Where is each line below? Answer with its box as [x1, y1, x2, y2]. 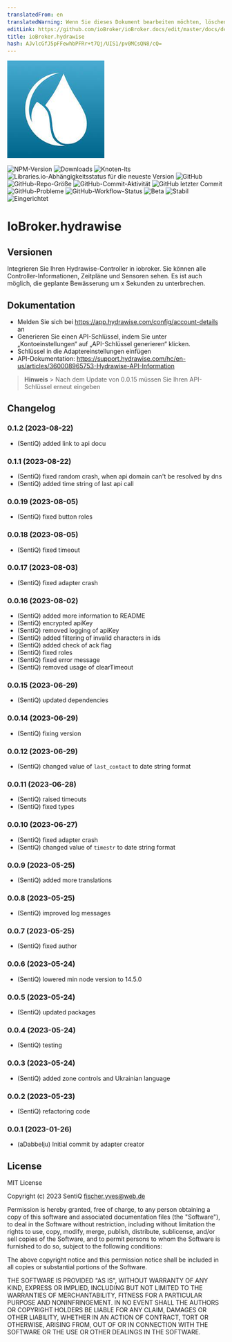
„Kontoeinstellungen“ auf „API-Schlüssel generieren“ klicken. [17, 339, 191, 348]
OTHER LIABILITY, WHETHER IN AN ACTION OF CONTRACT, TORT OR [7, 1313, 209, 1322]
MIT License [7, 1179, 43, 1187]
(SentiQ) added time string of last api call [17, 479, 134, 487]
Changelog [7, 402, 56, 415]
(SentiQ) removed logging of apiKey [17, 627, 119, 635]
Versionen [7, 246, 53, 258]
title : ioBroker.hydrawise [7, 33, 85, 40]
